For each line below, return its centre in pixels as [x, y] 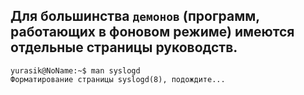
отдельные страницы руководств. [124, 47]
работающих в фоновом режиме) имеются [152, 32]
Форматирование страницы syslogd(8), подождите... [118, 79]
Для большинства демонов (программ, [135, 16]
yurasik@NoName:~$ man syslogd [75, 70]
